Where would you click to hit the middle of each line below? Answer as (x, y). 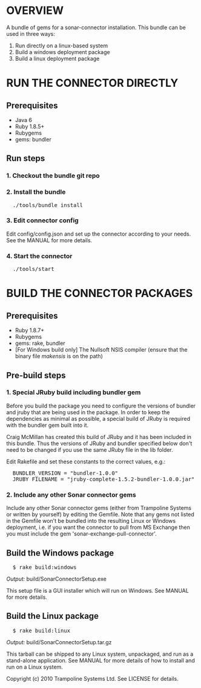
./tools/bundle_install (48, 205)
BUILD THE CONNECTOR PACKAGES (100, 294)
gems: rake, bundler (40, 343)
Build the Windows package (60, 553)
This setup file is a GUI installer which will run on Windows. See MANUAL (97, 590)
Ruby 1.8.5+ (30, 126)
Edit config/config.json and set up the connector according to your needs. (99, 234)
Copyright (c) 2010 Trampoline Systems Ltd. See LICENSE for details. (92, 678)
